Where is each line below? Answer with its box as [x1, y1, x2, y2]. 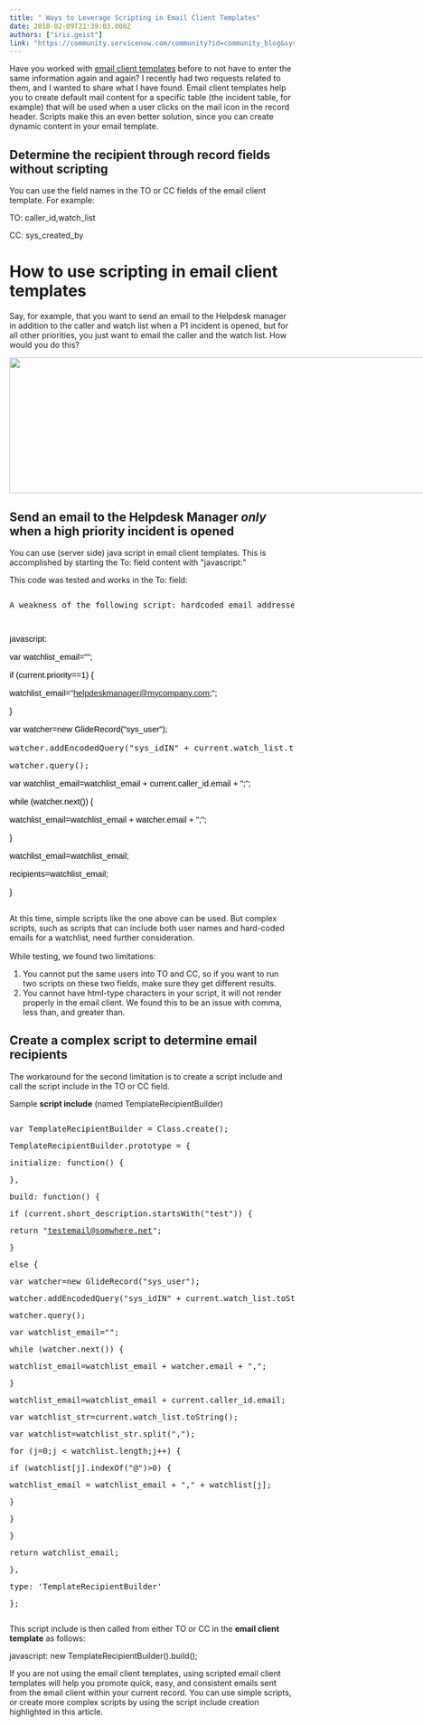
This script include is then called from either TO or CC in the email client [9, 1623, 280, 1634]
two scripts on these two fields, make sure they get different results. [22, 978, 277, 989]
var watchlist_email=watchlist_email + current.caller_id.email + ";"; [9, 778, 251, 789]
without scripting [9, 161, 108, 176]
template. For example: [9, 195, 95, 206]
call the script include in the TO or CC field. [9, 1080, 170, 1091]
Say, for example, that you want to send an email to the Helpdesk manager [9, 311, 287, 321]
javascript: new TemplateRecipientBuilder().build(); [9, 1650, 198, 1661]
